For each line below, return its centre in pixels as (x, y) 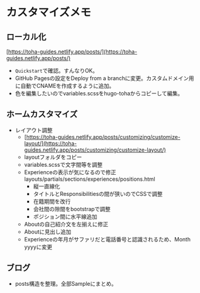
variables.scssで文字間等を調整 (63, 164)
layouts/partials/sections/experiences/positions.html (90, 179)
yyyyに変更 (38, 247)
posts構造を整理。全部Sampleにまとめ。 (66, 283)
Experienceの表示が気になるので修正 (70, 172)
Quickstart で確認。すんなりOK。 (56, 71)
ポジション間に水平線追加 (65, 217)
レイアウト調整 (34, 130)
